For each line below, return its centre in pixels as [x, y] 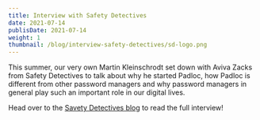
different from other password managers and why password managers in [128, 84]
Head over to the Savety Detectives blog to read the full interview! [116, 108]
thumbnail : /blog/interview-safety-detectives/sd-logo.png [108, 45]
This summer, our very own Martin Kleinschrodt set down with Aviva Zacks [130, 67]
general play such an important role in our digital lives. [97, 92]
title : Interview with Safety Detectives [78, 15]
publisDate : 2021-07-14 [48, 30]
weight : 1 [25, 37]
